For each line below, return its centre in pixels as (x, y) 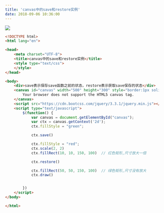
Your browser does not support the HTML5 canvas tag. (78, 95)
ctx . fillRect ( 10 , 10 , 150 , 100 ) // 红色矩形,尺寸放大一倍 (89, 153)
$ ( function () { (38, 113)
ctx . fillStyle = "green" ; (57, 126)
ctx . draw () (42, 175)
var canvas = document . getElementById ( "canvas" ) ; (82, 117)
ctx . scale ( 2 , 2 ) (48, 148)
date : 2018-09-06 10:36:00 (32, 14)
